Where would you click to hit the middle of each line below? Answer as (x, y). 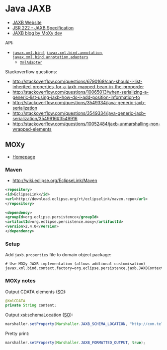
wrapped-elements (32, 129)
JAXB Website (27, 22)
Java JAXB (28, 9)
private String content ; (31, 305)
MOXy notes (20, 281)
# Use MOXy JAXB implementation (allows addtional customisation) (75, 264)
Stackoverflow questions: (31, 72)
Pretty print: (17, 334)
